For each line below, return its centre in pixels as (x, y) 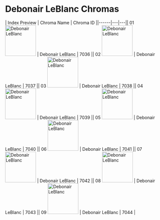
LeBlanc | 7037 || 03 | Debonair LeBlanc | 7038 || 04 (74, 86)
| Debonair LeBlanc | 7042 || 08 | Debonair (96, 181)
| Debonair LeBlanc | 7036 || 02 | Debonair (96, 54)
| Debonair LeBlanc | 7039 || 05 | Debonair (96, 117)
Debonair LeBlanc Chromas (62, 9)
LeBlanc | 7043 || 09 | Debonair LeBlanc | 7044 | (70, 212)
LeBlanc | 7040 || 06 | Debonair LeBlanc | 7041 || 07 (74, 149)
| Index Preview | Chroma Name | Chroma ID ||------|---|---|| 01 (70, 23)
